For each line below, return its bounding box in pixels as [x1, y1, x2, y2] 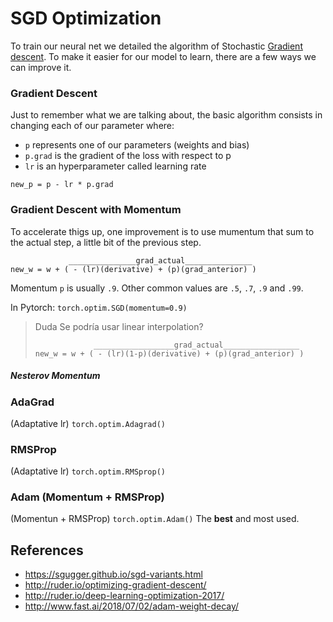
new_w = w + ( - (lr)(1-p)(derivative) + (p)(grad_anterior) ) [34, 348, 305, 359]
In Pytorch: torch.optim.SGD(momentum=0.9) [10, 301, 188, 313]
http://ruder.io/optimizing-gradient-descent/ [24, 579, 207, 591]
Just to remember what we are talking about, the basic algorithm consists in [10, 109, 323, 121]
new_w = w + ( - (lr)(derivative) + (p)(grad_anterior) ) [10, 264, 257, 274]
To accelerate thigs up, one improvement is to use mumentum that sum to [10, 225, 315, 237]
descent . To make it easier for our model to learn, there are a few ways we [10, 50, 317, 62]
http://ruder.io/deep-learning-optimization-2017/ [24, 590, 225, 602]
